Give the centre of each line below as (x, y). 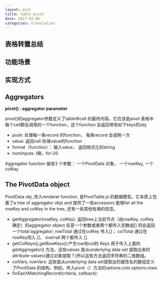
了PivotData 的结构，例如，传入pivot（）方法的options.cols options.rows (84, 268)
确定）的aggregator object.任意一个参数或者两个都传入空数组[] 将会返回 (83, 225)
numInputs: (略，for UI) (35, 153)
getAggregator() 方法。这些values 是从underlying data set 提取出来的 (81, 250)
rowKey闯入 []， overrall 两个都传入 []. (50, 237)
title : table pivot (25, 14)
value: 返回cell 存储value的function (47, 141)
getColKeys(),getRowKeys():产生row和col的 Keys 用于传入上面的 (76, 244)
